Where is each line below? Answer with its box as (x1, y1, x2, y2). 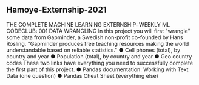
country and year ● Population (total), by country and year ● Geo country (6, 52, 192, 60)
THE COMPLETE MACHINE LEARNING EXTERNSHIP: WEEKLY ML (6, 20, 170, 28)
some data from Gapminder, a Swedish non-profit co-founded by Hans (6, 33, 183, 41)
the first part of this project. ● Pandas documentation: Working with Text (6, 66, 189, 73)
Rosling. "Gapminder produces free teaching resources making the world (6, 40, 189, 47)
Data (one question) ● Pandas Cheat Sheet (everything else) (6, 72, 159, 79)
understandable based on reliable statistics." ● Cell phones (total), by (6, 46, 181, 54)
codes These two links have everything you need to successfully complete (6, 59, 193, 66)
